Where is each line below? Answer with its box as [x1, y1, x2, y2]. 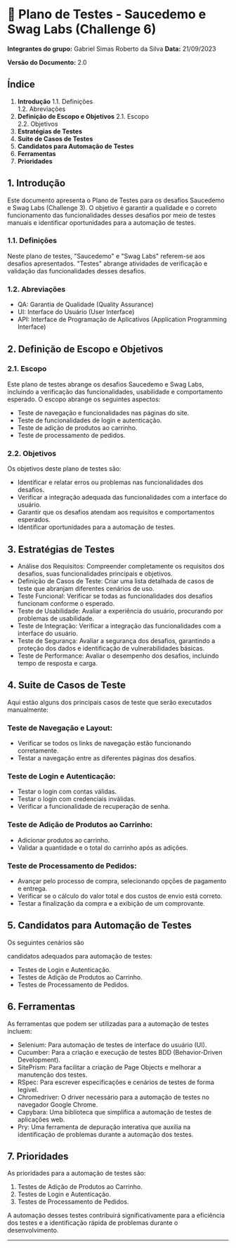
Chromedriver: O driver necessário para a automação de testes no [17, 1093, 210, 1101]
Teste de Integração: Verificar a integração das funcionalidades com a [17, 621, 221, 630]
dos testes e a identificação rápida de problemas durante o [7, 1218, 178, 1227]
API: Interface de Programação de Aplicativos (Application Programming [17, 316, 227, 324]
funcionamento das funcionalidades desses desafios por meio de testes [7, 211, 216, 219]
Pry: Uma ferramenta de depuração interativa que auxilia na [17, 1122, 191, 1131]
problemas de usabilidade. [17, 614, 95, 623]
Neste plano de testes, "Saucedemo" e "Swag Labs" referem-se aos [7, 252, 205, 260]
